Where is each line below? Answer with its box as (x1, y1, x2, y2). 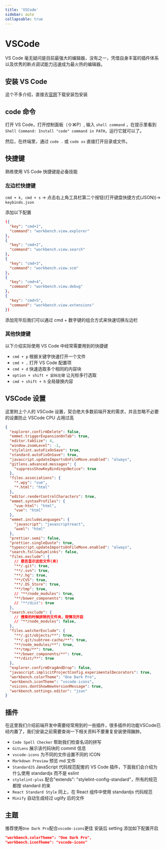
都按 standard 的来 (12, 783, 51, 789)
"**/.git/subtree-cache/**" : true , (14, 637, 88, 642)
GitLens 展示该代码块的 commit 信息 (12, 745, 86, 751)
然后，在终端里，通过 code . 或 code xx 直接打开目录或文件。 (5, 138, 130, 144)
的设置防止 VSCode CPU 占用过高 (5, 414, 74, 421)
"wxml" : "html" (14, 526, 46, 531)
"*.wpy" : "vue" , (14, 480, 48, 485)
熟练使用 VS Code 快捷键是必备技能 (5, 168, 78, 174)
